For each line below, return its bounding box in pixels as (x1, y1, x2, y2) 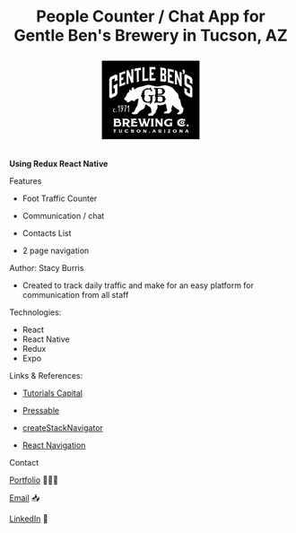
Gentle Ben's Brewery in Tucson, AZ (13, 25, 289, 46)
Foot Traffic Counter (22, 193, 98, 204)
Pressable (22, 406, 60, 416)
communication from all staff (22, 290, 129, 301)
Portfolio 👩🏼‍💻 (9, 475, 58, 485)
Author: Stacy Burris (9, 263, 84, 274)
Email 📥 (9, 493, 40, 503)
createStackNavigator (22, 423, 103, 433)
